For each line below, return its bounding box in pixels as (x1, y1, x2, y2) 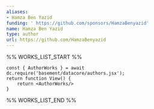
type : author (6, 31, 39, 37)
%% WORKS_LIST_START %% (6, 54, 82, 60)
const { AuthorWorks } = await (6, 65, 85, 71)
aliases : (6, 8, 28, 15)
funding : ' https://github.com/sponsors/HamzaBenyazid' (6, 20, 149, 26)
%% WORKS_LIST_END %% (6, 97, 77, 104)
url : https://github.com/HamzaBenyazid (6, 37, 106, 43)
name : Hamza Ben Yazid (6, 25, 63, 32)
